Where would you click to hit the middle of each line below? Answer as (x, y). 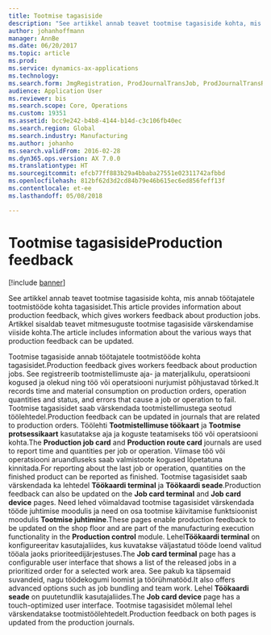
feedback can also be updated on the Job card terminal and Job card (125, 494)
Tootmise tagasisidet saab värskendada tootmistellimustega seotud (120, 407)
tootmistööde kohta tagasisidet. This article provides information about (125, 307)
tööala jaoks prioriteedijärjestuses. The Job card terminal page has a (122, 554)
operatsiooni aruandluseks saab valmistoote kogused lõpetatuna (116, 459)
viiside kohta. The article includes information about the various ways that (130, 332)
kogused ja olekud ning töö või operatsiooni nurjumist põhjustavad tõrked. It (134, 382)
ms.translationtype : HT (48, 166)
